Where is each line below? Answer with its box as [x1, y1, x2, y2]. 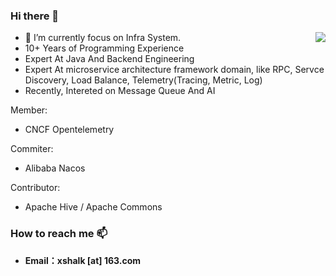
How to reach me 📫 [10, 227, 108, 241]
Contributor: [10, 182, 61, 194]
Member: [10, 104, 48, 116]
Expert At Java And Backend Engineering [24, 53, 195, 65]
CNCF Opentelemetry [24, 124, 115, 136]
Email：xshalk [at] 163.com [24, 254, 142, 266]
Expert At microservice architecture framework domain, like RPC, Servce [24, 64, 325, 76]
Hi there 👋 [10, 9, 60, 23]
